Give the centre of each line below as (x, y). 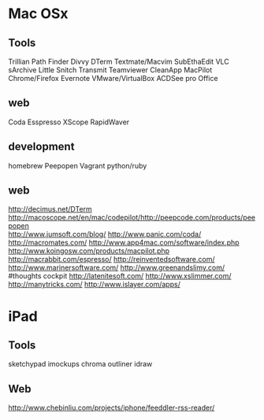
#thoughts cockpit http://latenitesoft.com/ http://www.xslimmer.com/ (120, 276)
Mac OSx (38, 14)
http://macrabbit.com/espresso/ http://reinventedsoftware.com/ (112, 260)
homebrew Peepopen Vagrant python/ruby (78, 165)
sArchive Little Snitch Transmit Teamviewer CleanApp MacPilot (110, 70)
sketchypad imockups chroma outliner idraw (80, 364)
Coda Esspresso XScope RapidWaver (69, 122)
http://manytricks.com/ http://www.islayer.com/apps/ (95, 285)
